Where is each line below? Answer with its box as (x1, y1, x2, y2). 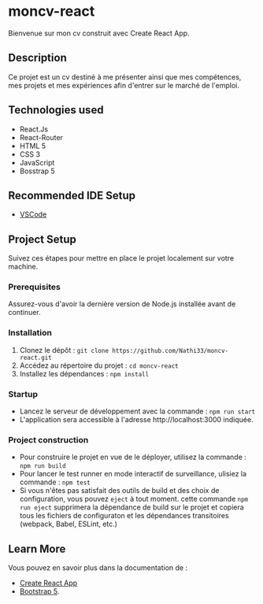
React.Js (19, 124, 49, 134)
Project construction (8, 435, 89, 445)
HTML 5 (19, 141, 46, 150)
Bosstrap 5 (19, 166, 55, 176)
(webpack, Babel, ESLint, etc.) (19, 519, 118, 529)
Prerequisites (8, 282, 61, 293)
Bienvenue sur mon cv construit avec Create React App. (8, 28, 191, 38)
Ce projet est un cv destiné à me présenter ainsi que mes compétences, (8, 72, 242, 81)
